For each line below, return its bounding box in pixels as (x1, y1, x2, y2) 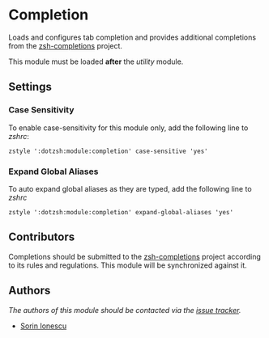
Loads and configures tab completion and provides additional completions (8, 32, 257, 42)
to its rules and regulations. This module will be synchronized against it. (8, 260, 247, 270)
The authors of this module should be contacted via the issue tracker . (8, 305, 241, 315)
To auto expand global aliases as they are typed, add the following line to (8, 184, 253, 193)
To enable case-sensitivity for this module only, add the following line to (8, 123, 249, 133)
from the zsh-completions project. (8, 40, 123, 50)
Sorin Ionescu (19, 321, 67, 331)
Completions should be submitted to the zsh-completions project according (8, 251, 261, 261)
